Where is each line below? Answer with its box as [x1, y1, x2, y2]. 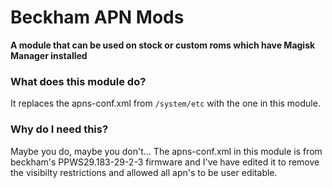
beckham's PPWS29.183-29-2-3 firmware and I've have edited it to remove [10, 156, 320, 168]
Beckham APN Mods [10, 6, 185, 29]
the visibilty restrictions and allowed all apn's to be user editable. [10, 166, 278, 178]
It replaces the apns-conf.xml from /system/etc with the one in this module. [10, 97, 321, 110]
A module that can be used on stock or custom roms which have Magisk [10, 39, 316, 51]
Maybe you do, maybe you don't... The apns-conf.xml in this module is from [10, 145, 323, 157]
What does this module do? [10, 74, 147, 88]
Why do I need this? [10, 122, 109, 136]
